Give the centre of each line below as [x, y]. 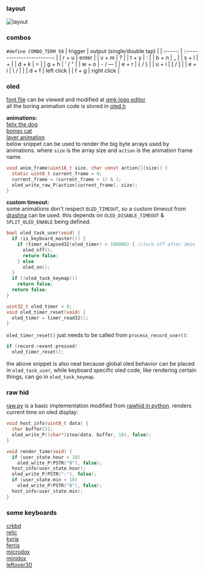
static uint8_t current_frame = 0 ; [57, 173]
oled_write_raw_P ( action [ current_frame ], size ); [75, 185]
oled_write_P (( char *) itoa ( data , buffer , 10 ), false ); [82, 435]
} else [26, 261]
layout [16, 9]
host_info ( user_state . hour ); [49, 468]
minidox [16, 558]
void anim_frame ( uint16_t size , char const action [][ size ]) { [87, 168]
